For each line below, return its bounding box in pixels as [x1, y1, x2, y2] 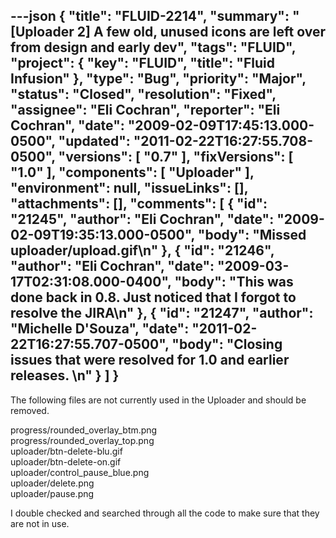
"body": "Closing [171, 336, 283, 353]
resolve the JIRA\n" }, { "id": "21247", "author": [10, 305, 314, 322]
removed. [10, 404, 50, 416]
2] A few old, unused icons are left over [76, 24, 326, 41]
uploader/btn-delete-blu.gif [10, 445, 123, 457]
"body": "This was [174, 274, 294, 291]
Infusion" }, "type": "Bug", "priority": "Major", [10, 70, 307, 88]
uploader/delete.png [10, 477, 95, 489]
